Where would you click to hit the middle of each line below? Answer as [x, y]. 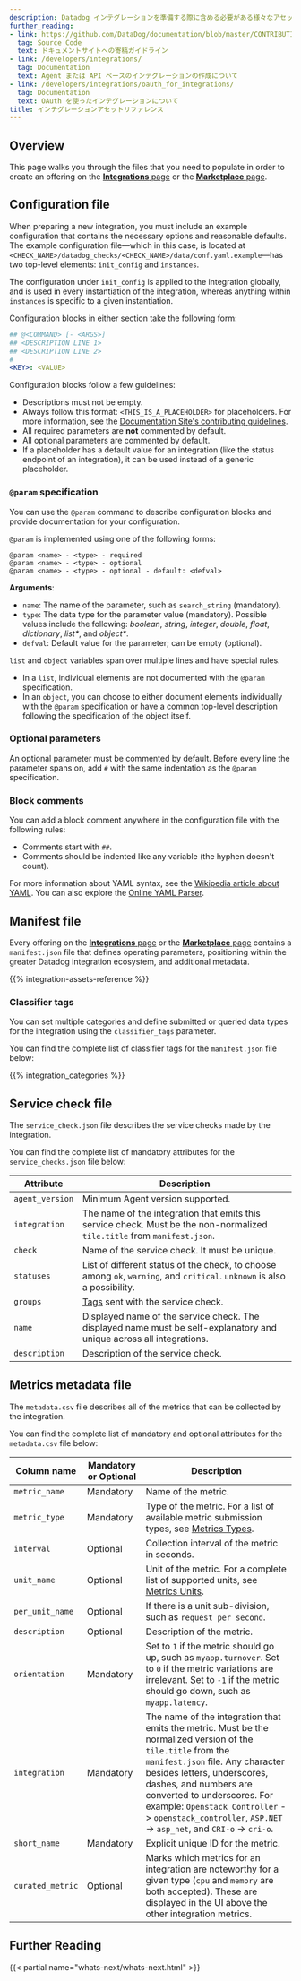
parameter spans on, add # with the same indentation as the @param [133, 768]
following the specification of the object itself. [106, 715]
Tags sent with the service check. [153, 1302]
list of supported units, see [202, 1580]
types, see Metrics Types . [200, 1529]
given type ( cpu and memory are [210, 1880]
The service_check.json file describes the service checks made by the [140, 1125]
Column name [46, 1470]
